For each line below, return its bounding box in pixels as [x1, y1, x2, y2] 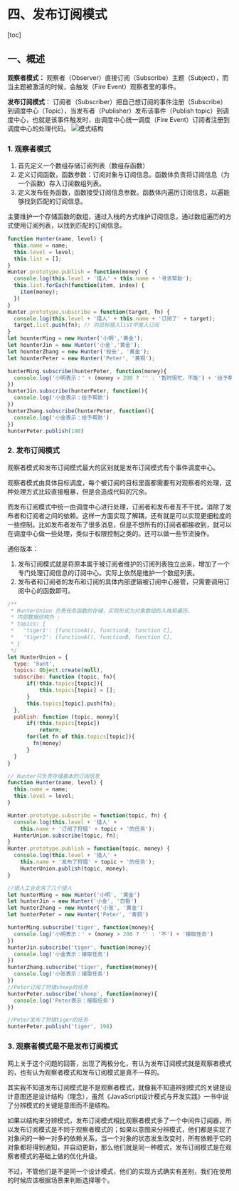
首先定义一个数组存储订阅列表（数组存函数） [17, 161, 149, 170]
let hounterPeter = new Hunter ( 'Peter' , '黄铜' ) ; [7, 355, 155, 362]
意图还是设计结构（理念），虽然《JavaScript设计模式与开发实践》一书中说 [13, 1092, 229, 1100]
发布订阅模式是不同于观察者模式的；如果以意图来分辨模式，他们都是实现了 [13, 1125, 232, 1133]
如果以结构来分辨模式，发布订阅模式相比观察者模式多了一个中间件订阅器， [7, 1116, 225, 1125]
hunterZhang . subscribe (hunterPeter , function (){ [7, 407, 154, 415]
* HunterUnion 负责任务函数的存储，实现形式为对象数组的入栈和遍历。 [10, 607, 193, 614]
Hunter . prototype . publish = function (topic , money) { [7, 845, 171, 853]
